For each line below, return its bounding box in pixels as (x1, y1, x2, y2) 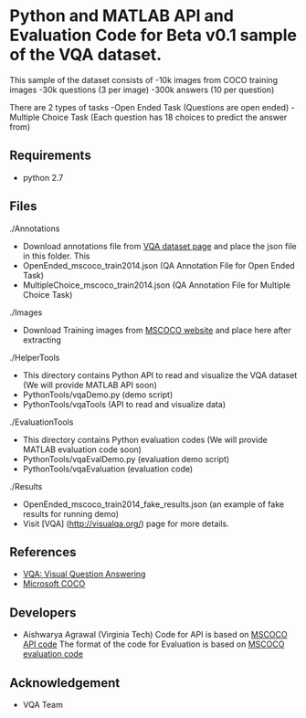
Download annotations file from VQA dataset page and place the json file (22, 240, 297, 251)
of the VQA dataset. (9, 45, 163, 65)
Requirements (9, 148, 91, 164)
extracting (22, 334, 62, 345)
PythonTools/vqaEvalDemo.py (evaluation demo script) (22, 453, 230, 464)
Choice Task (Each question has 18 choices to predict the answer (41, 111, 288, 122)
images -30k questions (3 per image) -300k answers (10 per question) (9, 84, 275, 95)
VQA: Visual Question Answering (22, 568, 146, 580)
